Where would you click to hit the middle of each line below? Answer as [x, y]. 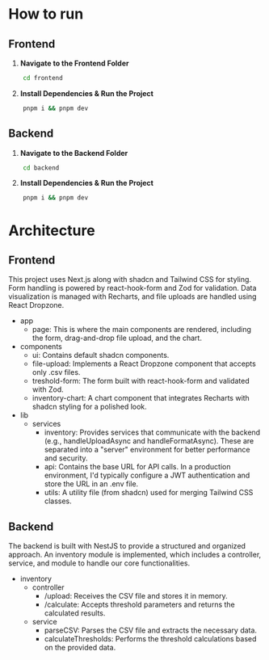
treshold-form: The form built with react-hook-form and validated [141, 381]
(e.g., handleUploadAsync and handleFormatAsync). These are [149, 441]
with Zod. [48, 389]
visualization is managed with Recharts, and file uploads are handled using [132, 296]
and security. [66, 458]
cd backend [41, 168]
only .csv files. [56, 372]
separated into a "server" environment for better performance [147, 450]
